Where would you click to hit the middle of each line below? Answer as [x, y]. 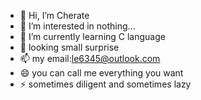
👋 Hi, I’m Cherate [54, 15]
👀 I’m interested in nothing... [77, 26]
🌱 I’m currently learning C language [92, 36]
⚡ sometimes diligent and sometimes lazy [105, 84]
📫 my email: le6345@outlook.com [90, 58]
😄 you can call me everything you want [101, 73]
